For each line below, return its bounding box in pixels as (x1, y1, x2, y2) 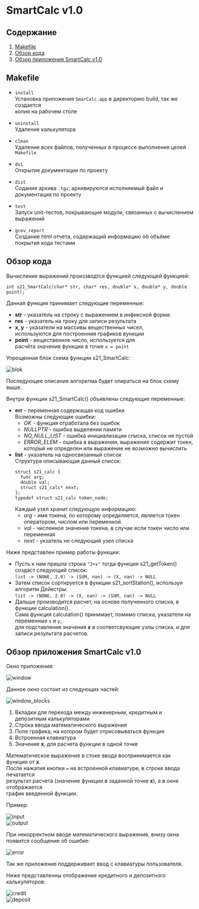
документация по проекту (14, 191, 82, 198)
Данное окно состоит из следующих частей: (6, 686, 120, 693)
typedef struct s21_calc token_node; (14, 495, 109, 501)
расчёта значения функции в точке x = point (14, 343, 129, 350)
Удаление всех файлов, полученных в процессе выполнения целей (14, 144, 187, 151)
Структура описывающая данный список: (14, 457, 122, 465)
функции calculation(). (14, 604, 70, 611)
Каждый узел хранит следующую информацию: (14, 505, 137, 512)
